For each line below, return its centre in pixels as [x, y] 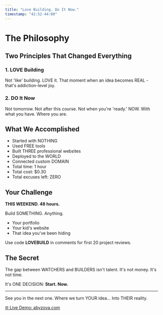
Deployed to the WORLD [36, 157]
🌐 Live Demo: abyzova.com [33, 308]
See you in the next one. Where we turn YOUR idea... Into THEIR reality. [76, 298]
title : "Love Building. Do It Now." [42, 9]
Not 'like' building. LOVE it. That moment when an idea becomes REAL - [77, 80]
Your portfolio [26, 223]
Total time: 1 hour [29, 167]
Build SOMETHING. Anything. [34, 213]
